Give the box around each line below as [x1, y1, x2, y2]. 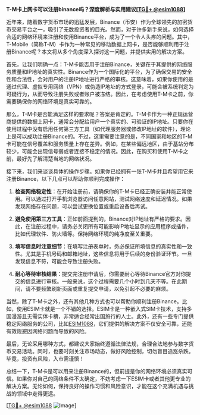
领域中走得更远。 [16, 390, 58, 397]
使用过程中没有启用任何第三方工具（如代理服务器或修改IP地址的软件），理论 [6, 125, 191, 133]
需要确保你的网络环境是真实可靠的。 [6, 98, 95, 105]
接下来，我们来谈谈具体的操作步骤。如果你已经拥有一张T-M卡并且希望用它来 [6, 168, 194, 175]
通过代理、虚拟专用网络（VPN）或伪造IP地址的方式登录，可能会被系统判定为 [6, 83, 194, 90]
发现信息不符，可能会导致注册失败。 [14, 258, 104, 265]
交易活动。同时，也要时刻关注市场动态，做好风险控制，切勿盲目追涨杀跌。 [11, 348, 194, 354]
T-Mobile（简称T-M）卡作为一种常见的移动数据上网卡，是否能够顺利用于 [6, 41, 185, 48]
